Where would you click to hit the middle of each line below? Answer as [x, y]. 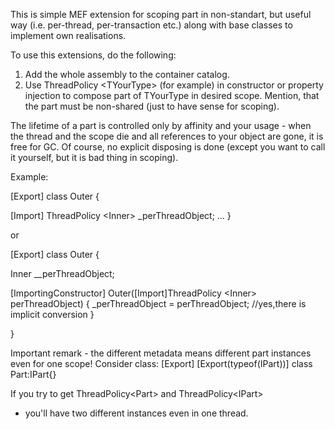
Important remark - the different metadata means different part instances [161, 353]
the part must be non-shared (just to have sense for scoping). [152, 106]
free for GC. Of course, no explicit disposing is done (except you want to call [168, 147]
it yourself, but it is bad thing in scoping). [94, 157]
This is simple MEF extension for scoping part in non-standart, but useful [161, 14]
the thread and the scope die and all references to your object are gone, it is [167, 136]
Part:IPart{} [33, 374]
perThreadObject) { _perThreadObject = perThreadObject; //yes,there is [158, 303]
